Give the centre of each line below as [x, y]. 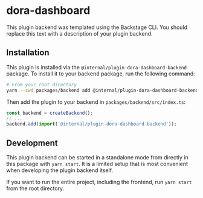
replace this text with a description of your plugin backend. [79, 33]
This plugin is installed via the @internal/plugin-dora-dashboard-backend [97, 67]
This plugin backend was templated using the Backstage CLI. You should [97, 27]
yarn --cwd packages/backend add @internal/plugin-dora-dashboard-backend [102, 90]
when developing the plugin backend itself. [60, 170]
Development [32, 143]
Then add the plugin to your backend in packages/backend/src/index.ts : [96, 102]
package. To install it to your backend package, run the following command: [101, 74]
